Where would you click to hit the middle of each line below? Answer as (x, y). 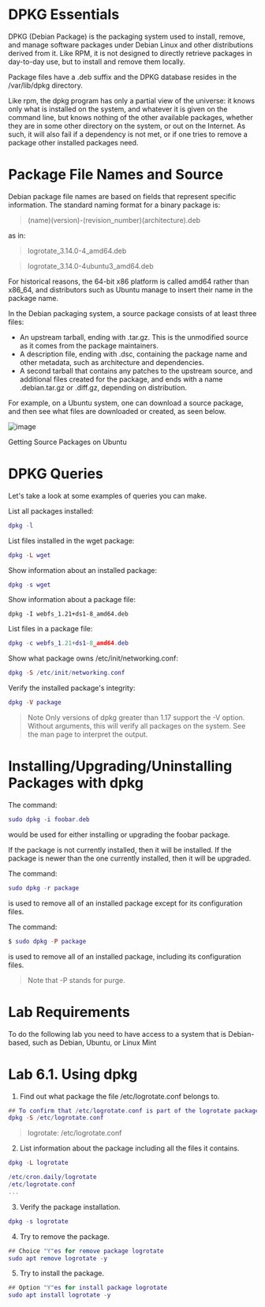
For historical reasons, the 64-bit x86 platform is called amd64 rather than (129, 281)
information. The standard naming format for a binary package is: (114, 205)
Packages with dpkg (76, 783)
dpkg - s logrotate (38, 1221)
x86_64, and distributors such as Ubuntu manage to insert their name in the (131, 289)
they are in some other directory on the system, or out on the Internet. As (127, 126)
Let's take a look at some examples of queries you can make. (108, 495)
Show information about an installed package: (83, 570)
